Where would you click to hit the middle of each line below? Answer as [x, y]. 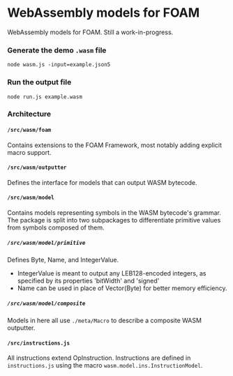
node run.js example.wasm [45, 97]
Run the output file [39, 82]
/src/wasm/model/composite [46, 303]
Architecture [29, 114]
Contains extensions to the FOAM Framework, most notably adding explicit [114, 145]
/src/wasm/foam [29, 130]
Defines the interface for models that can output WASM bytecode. [102, 182]
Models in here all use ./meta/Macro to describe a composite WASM [105, 320]
